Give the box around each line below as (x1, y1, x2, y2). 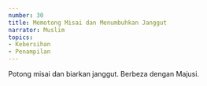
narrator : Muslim (8, 26, 65, 34)
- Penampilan (8, 48, 51, 56)
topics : (8, 33, 34, 41)
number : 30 (8, 11, 44, 20)
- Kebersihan (8, 41, 51, 48)
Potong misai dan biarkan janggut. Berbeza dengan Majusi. (8, 70, 199, 78)
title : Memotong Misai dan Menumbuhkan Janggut (8, 19, 168, 27)
